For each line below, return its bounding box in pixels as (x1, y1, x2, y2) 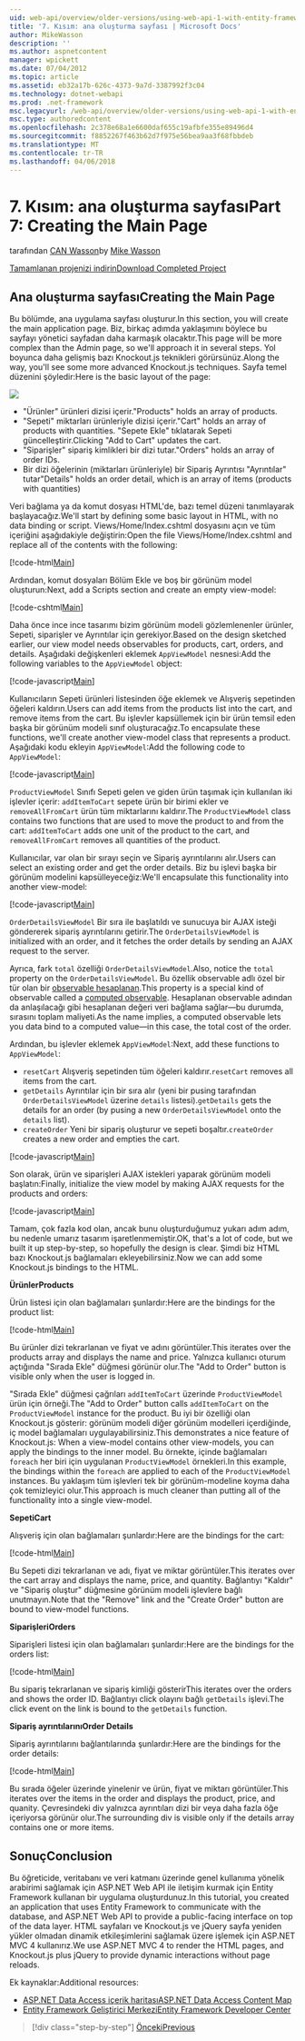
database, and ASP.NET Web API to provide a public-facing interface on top (9, 1911, 293, 1922)
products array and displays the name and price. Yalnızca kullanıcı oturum (9, 1351, 286, 1363)
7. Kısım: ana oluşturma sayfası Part (9, 196, 281, 216)
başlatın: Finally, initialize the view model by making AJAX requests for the (9, 1179, 285, 1190)
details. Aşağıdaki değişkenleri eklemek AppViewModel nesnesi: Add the (9, 649, 271, 660)
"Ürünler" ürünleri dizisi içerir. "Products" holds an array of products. (22, 406, 279, 417)
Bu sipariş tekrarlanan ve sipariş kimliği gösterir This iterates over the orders (9, 1684, 292, 1695)
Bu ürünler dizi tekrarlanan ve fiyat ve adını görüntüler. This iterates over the (9, 1342, 291, 1353)
